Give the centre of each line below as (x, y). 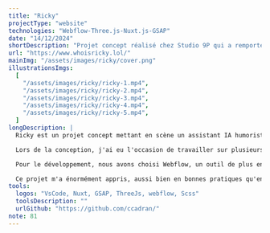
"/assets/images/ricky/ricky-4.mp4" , (86, 105)
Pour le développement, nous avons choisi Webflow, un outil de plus (134, 164)
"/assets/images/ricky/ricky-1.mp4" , (86, 83)
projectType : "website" (48, 23)
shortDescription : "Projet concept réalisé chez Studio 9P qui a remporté (136, 46)
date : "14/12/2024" (41, 38)
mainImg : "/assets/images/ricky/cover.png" (82, 61)
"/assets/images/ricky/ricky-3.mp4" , (86, 98)
